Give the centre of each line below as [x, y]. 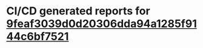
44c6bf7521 [38, 37]
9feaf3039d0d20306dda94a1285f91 [101, 24]
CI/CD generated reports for [78, 11]
